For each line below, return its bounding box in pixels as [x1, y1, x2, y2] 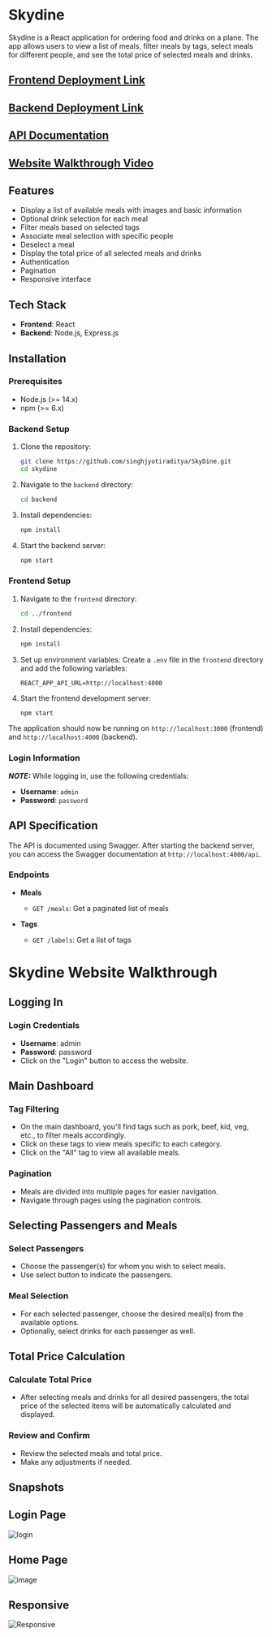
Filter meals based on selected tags [19, 222, 140, 232]
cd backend [19, 495, 58, 503]
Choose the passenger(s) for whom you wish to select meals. [19, 1261, 226, 1272]
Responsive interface [19, 274, 92, 284]
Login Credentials [8, 1020, 80, 1031]
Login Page [8, 1508, 67, 1522]
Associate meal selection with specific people [19, 231, 174, 241]
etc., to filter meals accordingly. [19, 1130, 127, 1140]
